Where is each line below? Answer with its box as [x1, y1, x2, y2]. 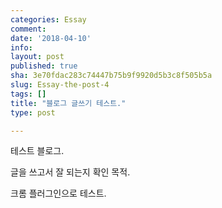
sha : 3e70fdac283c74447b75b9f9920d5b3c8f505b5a [10, 71, 213, 81]
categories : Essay [10, 14, 87, 25]
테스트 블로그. [10, 145, 65, 157]
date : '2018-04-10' [10, 33, 92, 43]
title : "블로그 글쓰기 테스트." [10, 98, 127, 108]
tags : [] [10, 89, 47, 99]
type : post [10, 107, 56, 118]
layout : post [10, 52, 65, 62]
